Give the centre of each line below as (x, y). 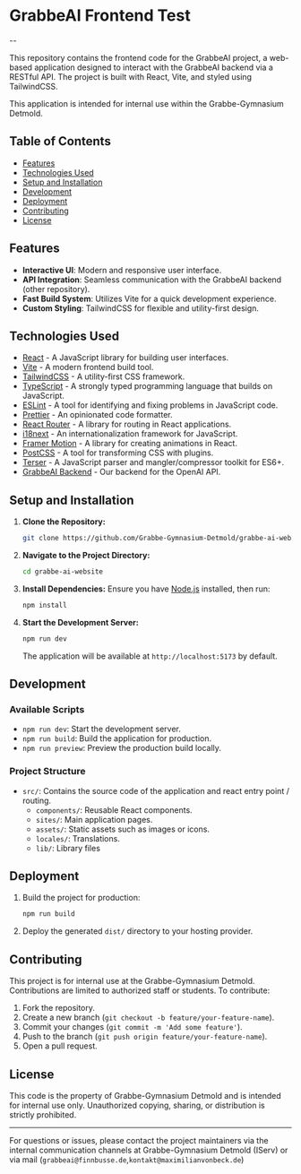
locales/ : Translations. (78, 838)
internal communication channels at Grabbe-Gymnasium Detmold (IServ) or (149, 1150)
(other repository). (56, 289)
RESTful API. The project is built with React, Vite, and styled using (131, 76)
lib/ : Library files (68, 848)
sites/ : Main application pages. (94, 819)
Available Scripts (47, 709)
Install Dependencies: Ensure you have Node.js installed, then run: (146, 589)
